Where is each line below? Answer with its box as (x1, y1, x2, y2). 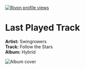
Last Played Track (5, 22, 81, 33)
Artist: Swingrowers (5, 38, 47, 44)
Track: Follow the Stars (5, 44, 53, 50)
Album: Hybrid (5, 49, 36, 55)
